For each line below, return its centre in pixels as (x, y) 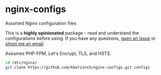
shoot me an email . (25, 43)
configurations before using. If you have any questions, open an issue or (80, 38)
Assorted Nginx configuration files (41, 23)
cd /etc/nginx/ (21, 62)
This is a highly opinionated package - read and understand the (72, 33)
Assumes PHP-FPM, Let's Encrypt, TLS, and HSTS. (58, 53)
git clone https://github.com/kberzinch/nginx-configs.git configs (78, 67)
